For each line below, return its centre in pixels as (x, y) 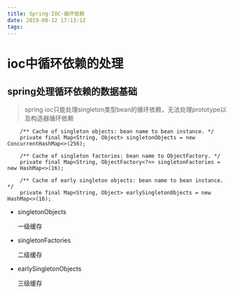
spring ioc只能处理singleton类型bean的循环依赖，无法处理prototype (122, 110)
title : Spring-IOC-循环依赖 (46, 14)
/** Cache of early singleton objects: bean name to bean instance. (122, 181)
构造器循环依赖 (52, 118)
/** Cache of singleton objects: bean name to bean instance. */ (117, 132)
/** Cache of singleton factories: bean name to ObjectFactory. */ (120, 156)
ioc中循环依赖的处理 (65, 63)
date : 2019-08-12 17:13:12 (47, 20)
